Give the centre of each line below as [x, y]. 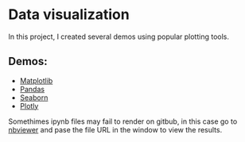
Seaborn [34, 98]
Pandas [32, 89]
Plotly [29, 106]
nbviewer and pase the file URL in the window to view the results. [115, 129]
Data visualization [69, 15]
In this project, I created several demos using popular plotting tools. [119, 36]
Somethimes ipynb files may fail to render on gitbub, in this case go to [123, 121]
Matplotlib [36, 80]
